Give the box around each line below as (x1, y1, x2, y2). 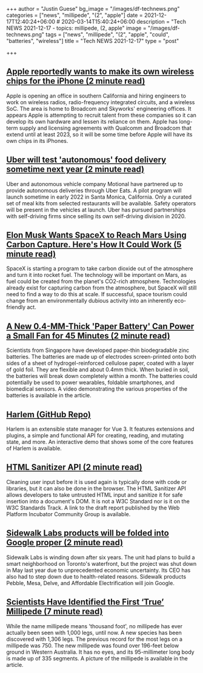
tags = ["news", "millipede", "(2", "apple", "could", (45, 31, 170, 38)
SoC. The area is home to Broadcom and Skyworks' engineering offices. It (6, 105, 192, 112)
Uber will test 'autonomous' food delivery (6, 154, 167, 165)
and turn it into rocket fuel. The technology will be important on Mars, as (6, 271, 187, 279)
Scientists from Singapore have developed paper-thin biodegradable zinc (6, 346, 190, 354)
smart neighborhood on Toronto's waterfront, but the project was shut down (6, 560, 197, 567)
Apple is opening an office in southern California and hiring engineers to (6, 92, 187, 99)
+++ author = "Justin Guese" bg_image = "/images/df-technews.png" (6, 5, 180, 12)
